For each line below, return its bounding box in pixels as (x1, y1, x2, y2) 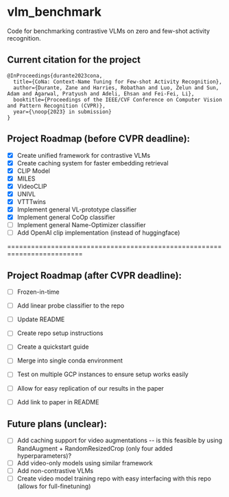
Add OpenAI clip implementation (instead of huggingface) (16, 229, 180, 237)
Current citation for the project (7, 54, 141, 66)
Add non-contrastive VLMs (16, 466, 94, 474)
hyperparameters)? (16, 451, 72, 460)
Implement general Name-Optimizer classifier (16, 221, 146, 229)
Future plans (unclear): (7, 418, 108, 430)
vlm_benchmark (7, 4, 101, 20)
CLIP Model (16, 166, 50, 175)
